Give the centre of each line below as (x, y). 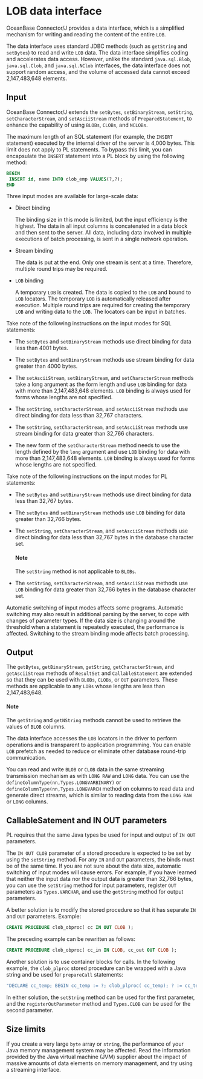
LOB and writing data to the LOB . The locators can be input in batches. (100, 312)
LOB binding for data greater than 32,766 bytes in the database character (105, 589)
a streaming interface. (34, 1069)
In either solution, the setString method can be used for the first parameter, (101, 997)
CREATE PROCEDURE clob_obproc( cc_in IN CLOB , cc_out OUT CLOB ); (92, 950)
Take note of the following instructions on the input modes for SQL (89, 324)
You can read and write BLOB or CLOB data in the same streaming (85, 769)
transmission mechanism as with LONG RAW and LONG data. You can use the (98, 775)
